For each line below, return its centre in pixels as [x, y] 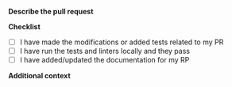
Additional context [40, 76]
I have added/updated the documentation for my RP [104, 60]
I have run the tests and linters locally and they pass [105, 51]
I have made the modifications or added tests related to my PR [122, 42]
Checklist [25, 26]
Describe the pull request [51, 11]
